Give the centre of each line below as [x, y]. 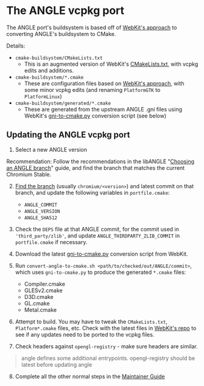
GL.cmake [37, 303]
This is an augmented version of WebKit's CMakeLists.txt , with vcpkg [111, 64]
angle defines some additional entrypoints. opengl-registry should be [108, 358]
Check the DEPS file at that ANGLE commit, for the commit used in [97, 229]
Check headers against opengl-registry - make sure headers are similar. [106, 346]
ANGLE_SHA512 [41, 218]
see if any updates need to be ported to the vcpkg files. [85, 334]
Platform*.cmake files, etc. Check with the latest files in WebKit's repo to [106, 328]
